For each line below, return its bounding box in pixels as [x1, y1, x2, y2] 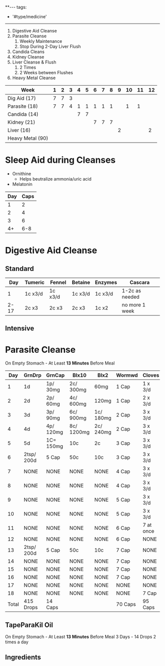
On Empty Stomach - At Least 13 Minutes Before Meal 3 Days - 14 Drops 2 [5, 634, 156, 640]
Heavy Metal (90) [7, 135, 48, 142]
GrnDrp [24, 372, 42, 379]
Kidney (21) [7, 119, 35, 125]
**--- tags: [5, 4, 27, 10]
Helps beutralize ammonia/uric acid [19, 176, 92, 182]
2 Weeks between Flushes [19, 70, 73, 75]
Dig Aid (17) [7, 95, 36, 101]
